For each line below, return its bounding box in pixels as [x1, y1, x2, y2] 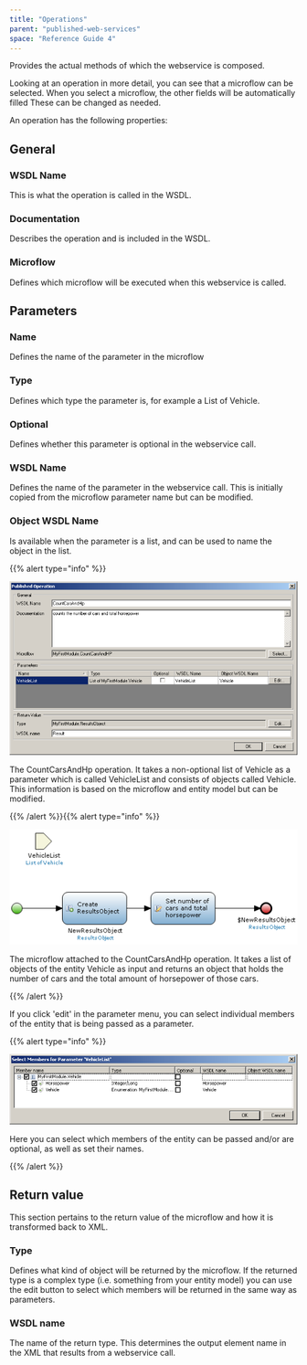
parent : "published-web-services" [9, 24, 142, 34]
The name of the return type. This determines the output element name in [9, 1338, 287, 1349]
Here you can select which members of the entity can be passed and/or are [9, 1133, 294, 1144]
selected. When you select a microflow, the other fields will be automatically [9, 88, 296, 99]
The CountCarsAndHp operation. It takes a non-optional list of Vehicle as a [9, 764, 291, 776]
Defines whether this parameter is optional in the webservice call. [9, 439, 257, 450]
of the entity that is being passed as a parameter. [9, 1018, 195, 1029]
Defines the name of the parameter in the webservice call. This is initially [9, 482, 283, 493]
